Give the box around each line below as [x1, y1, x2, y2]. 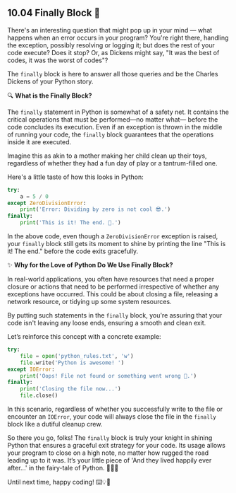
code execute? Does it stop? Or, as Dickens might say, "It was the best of [7, 48, 220, 57]
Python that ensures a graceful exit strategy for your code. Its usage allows [7, 441, 225, 450]
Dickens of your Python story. [7, 77, 94, 86]
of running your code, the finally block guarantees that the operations [7, 130, 214, 139]
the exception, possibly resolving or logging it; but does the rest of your [7, 40, 215, 50]
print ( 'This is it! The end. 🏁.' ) [20, 219, 121, 226]
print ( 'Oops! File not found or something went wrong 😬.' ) [20, 372, 197, 379]
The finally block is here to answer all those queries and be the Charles [7, 69, 218, 78]
